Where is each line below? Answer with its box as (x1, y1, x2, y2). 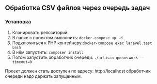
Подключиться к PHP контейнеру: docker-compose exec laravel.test (12, 40, 153, 46)
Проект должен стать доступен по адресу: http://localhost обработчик (5, 68, 151, 74)
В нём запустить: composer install (12, 49, 84, 55)
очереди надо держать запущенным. (5, 73, 82, 79)
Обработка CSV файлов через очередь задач (5, 4, 150, 12)
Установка (5, 18, 31, 25)
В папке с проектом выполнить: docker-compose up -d (12, 34, 123, 40)
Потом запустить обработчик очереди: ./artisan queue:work (12, 54, 138, 60)
